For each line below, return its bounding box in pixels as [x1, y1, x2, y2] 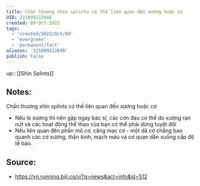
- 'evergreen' [11, 36, 47, 42]
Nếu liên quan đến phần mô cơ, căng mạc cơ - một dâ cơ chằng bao [14, 127, 183, 135]
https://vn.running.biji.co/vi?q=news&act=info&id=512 [14, 173, 147, 180]
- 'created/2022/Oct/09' [11, 31, 73, 37]
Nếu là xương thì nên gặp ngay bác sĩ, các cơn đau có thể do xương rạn [14, 114, 191, 121]
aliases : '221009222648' [6, 48, 68, 54]
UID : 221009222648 [6, 14, 52, 20]
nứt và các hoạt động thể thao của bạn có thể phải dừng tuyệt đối [14, 121, 177, 128]
